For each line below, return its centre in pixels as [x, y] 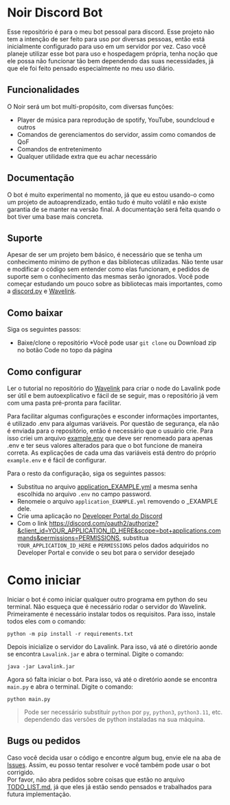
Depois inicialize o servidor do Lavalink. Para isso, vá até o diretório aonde [112, 646]
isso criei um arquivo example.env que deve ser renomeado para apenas [110, 438]
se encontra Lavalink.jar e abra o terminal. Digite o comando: [95, 654]
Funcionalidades [44, 90]
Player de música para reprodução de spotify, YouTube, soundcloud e [116, 120]
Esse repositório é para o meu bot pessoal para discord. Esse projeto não [111, 32]
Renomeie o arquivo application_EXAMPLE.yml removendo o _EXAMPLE [117, 501]
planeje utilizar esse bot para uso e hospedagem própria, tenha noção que [113, 54]
